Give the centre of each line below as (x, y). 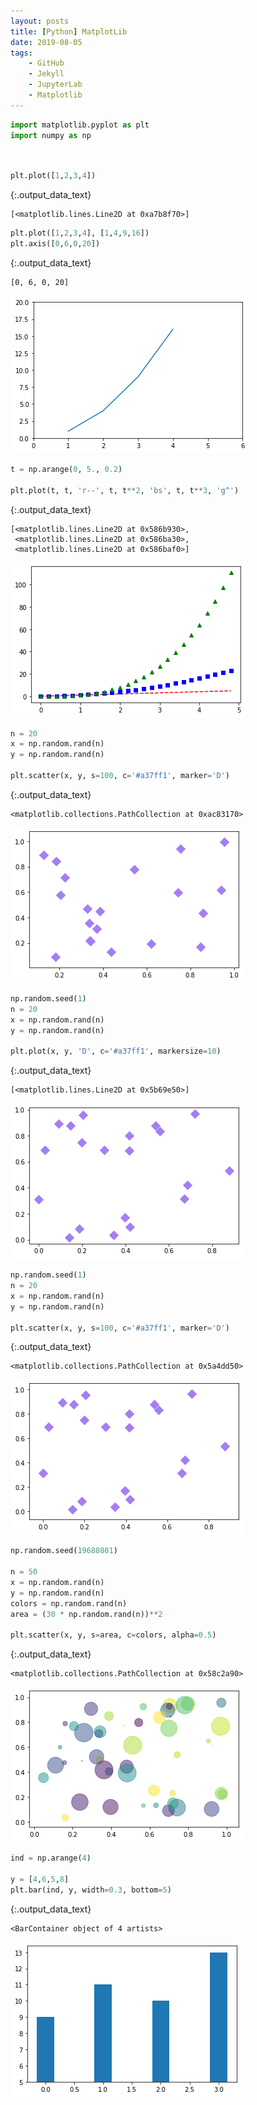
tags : (21, 53)
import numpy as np (51, 135)
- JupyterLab (55, 85)
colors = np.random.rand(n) (69, 1603)
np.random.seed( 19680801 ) (64, 1551)
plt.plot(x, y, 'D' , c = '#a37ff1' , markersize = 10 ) (116, 1051)
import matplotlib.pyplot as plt (80, 125)
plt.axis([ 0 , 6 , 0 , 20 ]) (55, 244)
